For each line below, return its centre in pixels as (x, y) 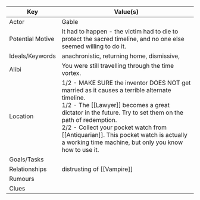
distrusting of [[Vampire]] (97, 169)
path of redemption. (89, 120)
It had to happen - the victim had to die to (120, 31)
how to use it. (80, 150)
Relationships (28, 169)
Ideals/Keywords (33, 56)
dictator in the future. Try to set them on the (122, 112)
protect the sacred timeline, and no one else (123, 39)
